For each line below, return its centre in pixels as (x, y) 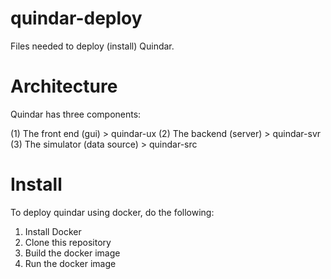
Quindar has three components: (76, 114)
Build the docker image (72, 253)
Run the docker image (70, 263)
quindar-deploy (76, 18)
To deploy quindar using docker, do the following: (112, 212)
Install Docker (53, 231)
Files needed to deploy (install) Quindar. (92, 46)
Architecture (64, 86)
